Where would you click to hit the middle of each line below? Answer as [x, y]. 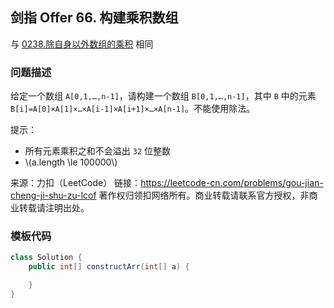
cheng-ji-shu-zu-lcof [53, 195]
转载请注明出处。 [54, 208]
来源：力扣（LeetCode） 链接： [76, 183]
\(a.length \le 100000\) [71, 162]
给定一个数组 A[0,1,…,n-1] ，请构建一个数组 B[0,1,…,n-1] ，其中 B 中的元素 [163, 96]
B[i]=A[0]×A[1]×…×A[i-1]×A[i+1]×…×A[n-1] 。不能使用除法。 [133, 109]
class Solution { [46, 258]
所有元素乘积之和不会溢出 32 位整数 [97, 151]
